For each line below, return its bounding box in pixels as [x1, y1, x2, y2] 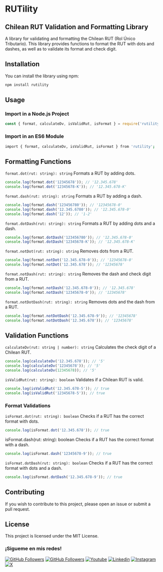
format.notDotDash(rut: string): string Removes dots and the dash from [5, 299, 155, 304]
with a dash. [5, 442, 30, 447]
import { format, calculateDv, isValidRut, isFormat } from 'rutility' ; [5, 144, 155, 149]
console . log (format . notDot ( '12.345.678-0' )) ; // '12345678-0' [5, 258, 133, 263]
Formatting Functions [5, 157, 72, 166]
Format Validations [5, 402, 51, 409]
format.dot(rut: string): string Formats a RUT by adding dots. [5, 170, 136, 176]
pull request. [5, 506, 30, 512]
